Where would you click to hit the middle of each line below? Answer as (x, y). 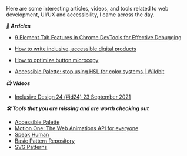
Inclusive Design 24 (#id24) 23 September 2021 (73, 97)
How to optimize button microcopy (56, 60)
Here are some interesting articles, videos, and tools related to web (87, 9)
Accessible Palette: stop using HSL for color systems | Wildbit (89, 72)
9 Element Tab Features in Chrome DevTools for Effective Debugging (98, 37)
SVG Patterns (31, 147)
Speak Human (32, 135)
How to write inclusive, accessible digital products (75, 49)
